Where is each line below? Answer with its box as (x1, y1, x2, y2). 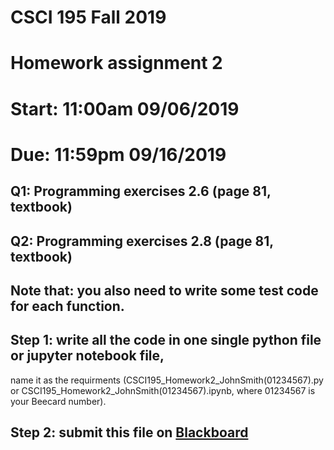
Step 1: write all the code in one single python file (10, 332, 322, 349)
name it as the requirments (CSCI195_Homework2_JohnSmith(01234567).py (10, 374, 324, 386)
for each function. (10, 297, 125, 315)
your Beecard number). (10, 395, 107, 407)
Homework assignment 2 (10, 52, 223, 75)
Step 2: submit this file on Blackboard (10, 424, 249, 441)
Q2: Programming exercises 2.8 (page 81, (10, 232, 274, 250)
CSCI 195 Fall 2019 (10, 6, 167, 29)
